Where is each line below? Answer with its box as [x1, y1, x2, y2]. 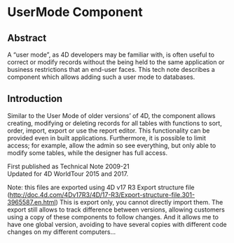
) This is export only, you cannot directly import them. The [55, 198, 223, 206]
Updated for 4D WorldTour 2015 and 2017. [7, 169, 128, 178]
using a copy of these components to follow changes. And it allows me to [7, 212, 219, 221]
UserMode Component [7, 4, 143, 20]
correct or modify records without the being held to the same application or [7, 58, 225, 66]
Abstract [7, 32, 47, 44]
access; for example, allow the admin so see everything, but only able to [7, 141, 216, 149]
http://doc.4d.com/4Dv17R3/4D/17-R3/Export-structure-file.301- [9, 190, 195, 199]
